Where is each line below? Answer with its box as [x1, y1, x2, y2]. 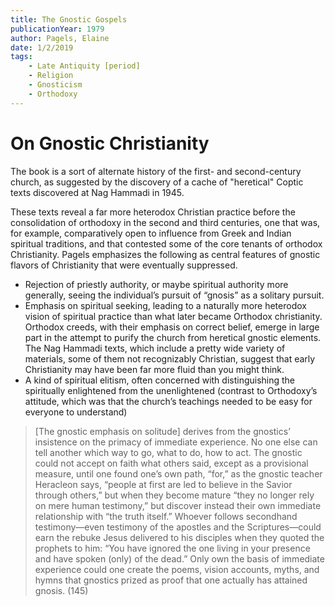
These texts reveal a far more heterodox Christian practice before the [10, 206, 296, 218]
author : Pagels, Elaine [10, 33, 110, 43]
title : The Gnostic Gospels [10, 14, 128, 25]
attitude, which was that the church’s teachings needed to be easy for [24, 395, 313, 407]
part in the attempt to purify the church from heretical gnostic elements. [24, 331, 322, 343]
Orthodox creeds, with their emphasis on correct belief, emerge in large [24, 321, 320, 333]
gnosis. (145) [34, 584, 89, 596]
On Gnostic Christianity [10, 132, 210, 155]
